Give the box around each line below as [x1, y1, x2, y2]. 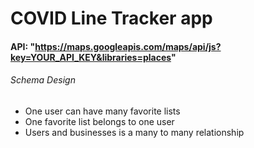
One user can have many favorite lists [24, 105, 181, 117]
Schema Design [10, 74, 76, 86]
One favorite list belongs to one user [24, 115, 175, 127]
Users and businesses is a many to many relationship [24, 126, 245, 138]
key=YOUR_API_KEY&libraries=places [10, 51, 172, 63]
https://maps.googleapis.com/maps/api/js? [34, 40, 222, 52]
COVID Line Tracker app [10, 7, 213, 30]
